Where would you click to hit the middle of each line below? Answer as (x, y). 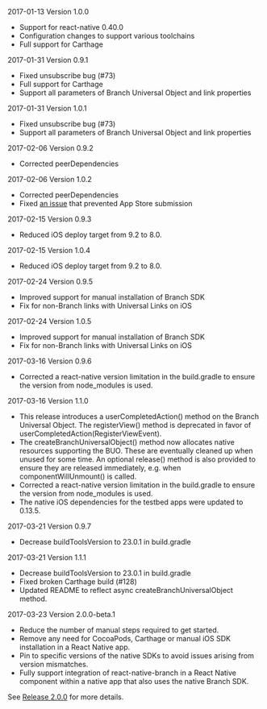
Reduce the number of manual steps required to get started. (119, 630)
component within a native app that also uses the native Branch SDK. (134, 681)
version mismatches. (54, 664)
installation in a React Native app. (75, 647)
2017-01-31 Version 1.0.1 (47, 108)
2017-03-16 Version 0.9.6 (50, 361)
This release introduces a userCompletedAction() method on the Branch (139, 417)
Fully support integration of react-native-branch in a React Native (128, 673)
